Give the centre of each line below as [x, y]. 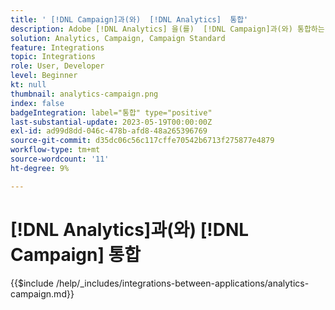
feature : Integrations [57, 47]
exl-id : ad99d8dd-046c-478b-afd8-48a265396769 [109, 131]
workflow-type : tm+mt [55, 150]
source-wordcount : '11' [60, 159]
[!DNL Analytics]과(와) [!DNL [130, 229]
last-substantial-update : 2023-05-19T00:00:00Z [111, 122]
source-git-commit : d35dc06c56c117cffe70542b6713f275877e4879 [142, 141]
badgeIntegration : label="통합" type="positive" [111, 112]
